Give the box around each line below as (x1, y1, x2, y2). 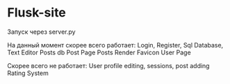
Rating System (7, 69, 49, 77)
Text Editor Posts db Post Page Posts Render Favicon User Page (7, 48, 191, 56)
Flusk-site (7, 5, 66, 21)
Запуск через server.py (7, 28, 76, 36)
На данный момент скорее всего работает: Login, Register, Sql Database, (7, 41, 224, 49)
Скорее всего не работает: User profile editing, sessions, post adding (7, 61, 210, 70)
